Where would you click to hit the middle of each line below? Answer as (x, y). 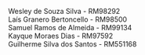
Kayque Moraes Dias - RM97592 (61, 36)
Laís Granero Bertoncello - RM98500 (68, 19)
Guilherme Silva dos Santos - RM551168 (72, 44)
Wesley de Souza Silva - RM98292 (64, 11)
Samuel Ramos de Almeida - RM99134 (70, 27)
